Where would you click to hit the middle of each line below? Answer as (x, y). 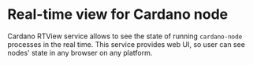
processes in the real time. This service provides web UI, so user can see (126, 44)
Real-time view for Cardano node (118, 14)
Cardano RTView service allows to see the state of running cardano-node (125, 36)
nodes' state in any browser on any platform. (80, 52)
